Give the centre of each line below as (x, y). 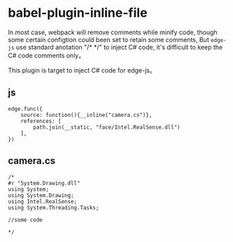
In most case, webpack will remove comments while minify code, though (113, 32)
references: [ (41, 121)
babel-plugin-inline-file (78, 13)
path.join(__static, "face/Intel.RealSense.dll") (107, 127)
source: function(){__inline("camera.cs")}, (86, 115)
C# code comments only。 (47, 55)
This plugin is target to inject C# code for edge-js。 (82, 70)
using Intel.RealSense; (43, 201)
